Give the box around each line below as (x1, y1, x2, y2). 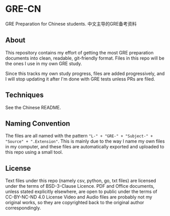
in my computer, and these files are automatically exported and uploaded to (5, 144, 164, 150)
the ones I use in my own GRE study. (5, 60, 82, 67)
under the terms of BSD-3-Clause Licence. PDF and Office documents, (5, 183, 155, 189)
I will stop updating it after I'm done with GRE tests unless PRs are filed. (5, 75, 155, 82)
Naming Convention (5, 119, 70, 128)
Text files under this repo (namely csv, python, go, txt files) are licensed (5, 178, 157, 184)
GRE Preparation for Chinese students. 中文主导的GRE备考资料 (5, 21, 137, 27)
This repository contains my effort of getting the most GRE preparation (5, 49, 154, 55)
